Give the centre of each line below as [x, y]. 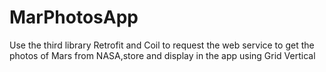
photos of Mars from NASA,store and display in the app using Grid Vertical [162, 55]
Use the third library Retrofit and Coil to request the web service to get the [162, 45]
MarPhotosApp [74, 17]
